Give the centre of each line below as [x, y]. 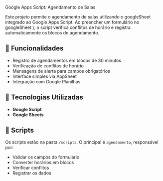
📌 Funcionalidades [34, 49]
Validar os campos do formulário [46, 157]
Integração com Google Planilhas [46, 81]
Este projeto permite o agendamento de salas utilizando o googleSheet [78, 17]
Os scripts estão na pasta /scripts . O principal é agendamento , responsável [82, 142]
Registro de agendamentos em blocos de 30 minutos [67, 60]
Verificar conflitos [31, 168]
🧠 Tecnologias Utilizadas [44, 97]
